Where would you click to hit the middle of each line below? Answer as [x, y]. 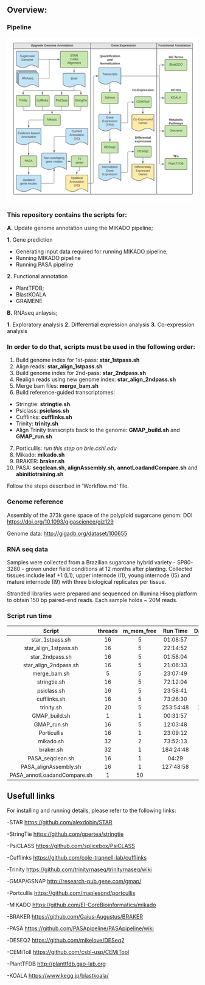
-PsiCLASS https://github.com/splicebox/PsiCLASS [71, 846]
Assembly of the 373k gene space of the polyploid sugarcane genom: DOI [100, 515]
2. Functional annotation [37, 276]
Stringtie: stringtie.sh [43, 404]
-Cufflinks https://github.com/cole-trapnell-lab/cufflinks [77, 858]
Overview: [27, 10]
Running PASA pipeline [44, 265]
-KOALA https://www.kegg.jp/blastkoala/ [58, 976]
